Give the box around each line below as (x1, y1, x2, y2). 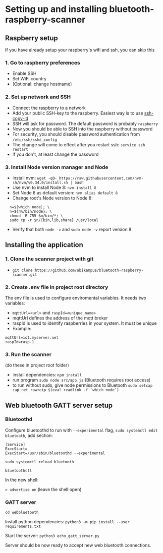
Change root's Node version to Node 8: (12, 195, 93, 201)
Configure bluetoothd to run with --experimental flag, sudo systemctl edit (5, 427, 158, 433)
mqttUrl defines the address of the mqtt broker (12, 315, 108, 321)
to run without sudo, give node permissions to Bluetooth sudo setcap (12, 382, 153, 388)
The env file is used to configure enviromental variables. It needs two (5, 295, 147, 301)
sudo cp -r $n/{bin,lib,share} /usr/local (9, 217, 99, 223)
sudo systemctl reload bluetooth (5, 459, 74, 464)
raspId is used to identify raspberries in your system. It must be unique (12, 320, 157, 326)
